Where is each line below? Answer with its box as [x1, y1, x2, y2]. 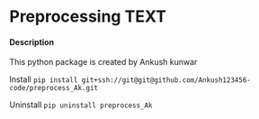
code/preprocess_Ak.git [9, 84, 99, 93]
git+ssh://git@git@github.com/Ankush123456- [81, 76, 252, 85]
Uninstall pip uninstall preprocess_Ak [9, 99, 153, 110]
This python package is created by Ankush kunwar [9, 57, 198, 68]
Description [9, 36, 55, 47]
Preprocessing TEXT [9, 6, 166, 27]
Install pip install [9, 74, 78, 85]
